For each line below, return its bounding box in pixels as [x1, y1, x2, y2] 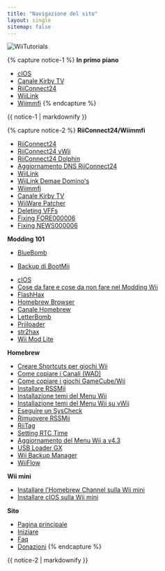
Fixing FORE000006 [17, 214, 76, 222]
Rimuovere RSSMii [17, 414, 71, 423]
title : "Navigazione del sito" [7, 10, 98, 17]
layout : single [7, 17, 52, 24]
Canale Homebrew [17, 305, 71, 314]
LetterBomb [17, 312, 52, 321]
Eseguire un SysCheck [17, 407, 83, 415]
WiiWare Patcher [17, 199, 66, 208]
